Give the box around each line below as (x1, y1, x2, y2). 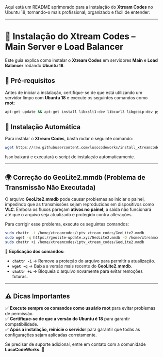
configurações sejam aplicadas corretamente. (5, 332, 97, 338)
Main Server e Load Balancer (5, 41, 124, 53)
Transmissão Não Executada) (5, 183, 96, 191)
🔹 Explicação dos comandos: (5, 248, 65, 254)
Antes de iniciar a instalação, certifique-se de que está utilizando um (5, 90, 143, 95)
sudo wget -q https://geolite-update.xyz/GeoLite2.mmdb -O (5, 235, 127, 240)
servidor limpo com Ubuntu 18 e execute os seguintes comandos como (5, 94, 148, 100)
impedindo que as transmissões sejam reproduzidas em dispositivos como (5, 202, 154, 207)
